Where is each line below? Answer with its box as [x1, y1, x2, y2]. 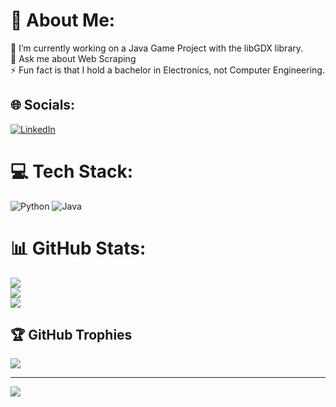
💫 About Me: [10, 9, 116, 32]
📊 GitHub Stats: [10, 237, 147, 259]
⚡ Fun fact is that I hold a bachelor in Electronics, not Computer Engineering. [10, 64, 325, 76]
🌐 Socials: [10, 97, 76, 114]
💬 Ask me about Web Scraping [10, 52, 137, 64]
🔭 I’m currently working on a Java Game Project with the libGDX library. [10, 42, 304, 54]
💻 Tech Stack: [10, 160, 134, 183]
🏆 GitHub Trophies [10, 327, 133, 344]
